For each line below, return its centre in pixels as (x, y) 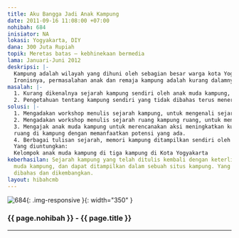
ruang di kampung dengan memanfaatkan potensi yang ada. (100, 133)
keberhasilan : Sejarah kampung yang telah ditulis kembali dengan (108, 160)
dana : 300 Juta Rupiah (41, 47)
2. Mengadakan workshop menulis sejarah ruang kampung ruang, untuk (117, 120)
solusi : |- (23, 107)
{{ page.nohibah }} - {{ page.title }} (69, 218)
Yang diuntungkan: (41, 147)
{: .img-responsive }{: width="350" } (79, 200)
